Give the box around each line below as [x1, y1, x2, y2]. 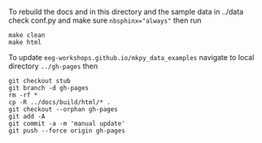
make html [8, 38, 42, 46]
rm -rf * [8, 91, 38, 99]
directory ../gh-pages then [8, 61, 98, 71]
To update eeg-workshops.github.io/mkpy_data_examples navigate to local [8, 53, 255, 62]
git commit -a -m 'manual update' [8, 119, 126, 128]
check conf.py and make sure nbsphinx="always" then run [8, 15, 202, 25]
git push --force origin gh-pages [8, 127, 126, 135]
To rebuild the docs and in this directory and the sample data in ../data [8, 7, 244, 16]
